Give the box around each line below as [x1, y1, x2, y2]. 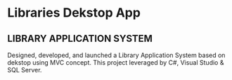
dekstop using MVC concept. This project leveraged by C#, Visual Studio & [7, 58, 224, 67]
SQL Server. [7, 66, 42, 74]
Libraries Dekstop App [7, 5, 141, 21]
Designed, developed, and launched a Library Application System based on [7, 51, 226, 59]
